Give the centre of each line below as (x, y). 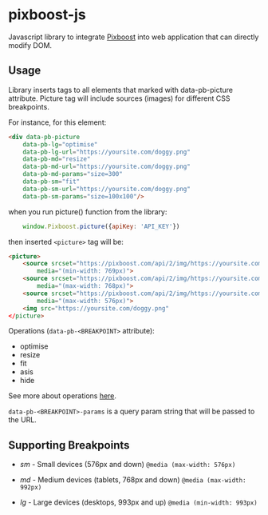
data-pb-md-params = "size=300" (73, 174)
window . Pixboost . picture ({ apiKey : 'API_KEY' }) (101, 226)
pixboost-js (47, 15)
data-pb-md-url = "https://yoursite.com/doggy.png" (107, 167)
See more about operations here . (63, 396)
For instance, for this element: (57, 122)
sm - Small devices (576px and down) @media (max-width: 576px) (128, 465)
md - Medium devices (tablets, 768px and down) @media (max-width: (133, 480)
